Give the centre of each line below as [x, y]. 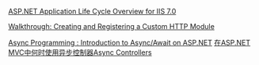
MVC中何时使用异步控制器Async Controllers [80, 52]
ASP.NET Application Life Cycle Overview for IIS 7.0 [92, 11]
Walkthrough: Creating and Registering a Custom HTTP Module [112, 26]
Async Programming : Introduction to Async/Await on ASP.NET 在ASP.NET [129, 43]
